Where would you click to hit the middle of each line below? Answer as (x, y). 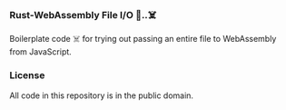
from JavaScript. (41, 52)
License (27, 75)
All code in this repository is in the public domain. (101, 95)
